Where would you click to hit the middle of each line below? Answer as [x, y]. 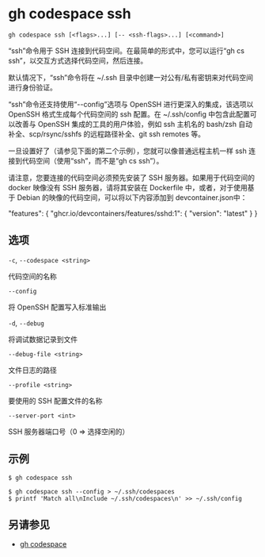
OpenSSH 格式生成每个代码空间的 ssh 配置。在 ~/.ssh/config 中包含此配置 [129, 114]
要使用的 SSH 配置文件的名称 [55, 401]
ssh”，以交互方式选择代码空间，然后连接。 [78, 60]
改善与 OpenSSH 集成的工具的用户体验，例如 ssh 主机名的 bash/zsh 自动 [134, 124]
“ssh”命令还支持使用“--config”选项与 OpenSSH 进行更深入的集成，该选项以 [131, 104]
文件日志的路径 [32, 370]
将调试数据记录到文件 [43, 339]
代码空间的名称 [32, 276]
